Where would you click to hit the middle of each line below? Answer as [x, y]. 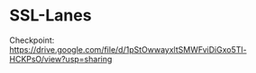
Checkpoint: [32, 40]
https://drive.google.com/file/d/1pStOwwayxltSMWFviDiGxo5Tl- [128, 49]
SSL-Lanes [50, 16]
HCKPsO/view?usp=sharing [61, 59]
